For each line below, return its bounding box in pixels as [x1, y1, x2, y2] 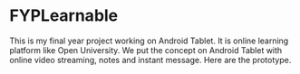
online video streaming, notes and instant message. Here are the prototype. [9, 54, 292, 65]
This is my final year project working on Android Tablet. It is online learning [9, 35, 289, 46]
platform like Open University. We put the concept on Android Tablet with [9, 44, 283, 55]
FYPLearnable [9, 5, 119, 26]
